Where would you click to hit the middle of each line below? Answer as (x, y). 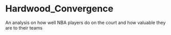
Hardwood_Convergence (59, 9)
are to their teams (24, 27)
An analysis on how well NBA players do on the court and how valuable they (85, 22)
